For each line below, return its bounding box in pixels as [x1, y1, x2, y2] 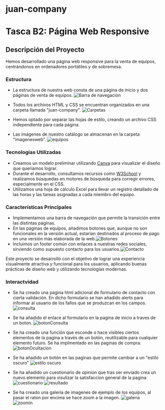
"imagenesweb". [12, 137, 46, 143]
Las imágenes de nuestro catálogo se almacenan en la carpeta [12, 131, 140, 137]
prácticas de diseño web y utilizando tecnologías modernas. [5, 266, 127, 272]
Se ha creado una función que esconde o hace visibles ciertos [12, 329, 139, 335]
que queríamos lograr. [12, 165, 58, 171]
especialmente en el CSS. [12, 181, 65, 187]
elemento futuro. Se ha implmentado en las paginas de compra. [12, 340, 141, 346]
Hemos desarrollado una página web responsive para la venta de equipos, [5, 59, 156, 64]
